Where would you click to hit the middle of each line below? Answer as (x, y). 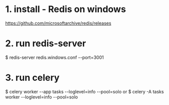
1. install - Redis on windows (66, 9)
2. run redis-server (46, 43)
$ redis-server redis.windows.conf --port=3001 (55, 57)
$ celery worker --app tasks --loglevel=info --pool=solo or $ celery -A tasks (84, 91)
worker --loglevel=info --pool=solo (42, 97)
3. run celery (32, 78)
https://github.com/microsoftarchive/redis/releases (58, 23)
